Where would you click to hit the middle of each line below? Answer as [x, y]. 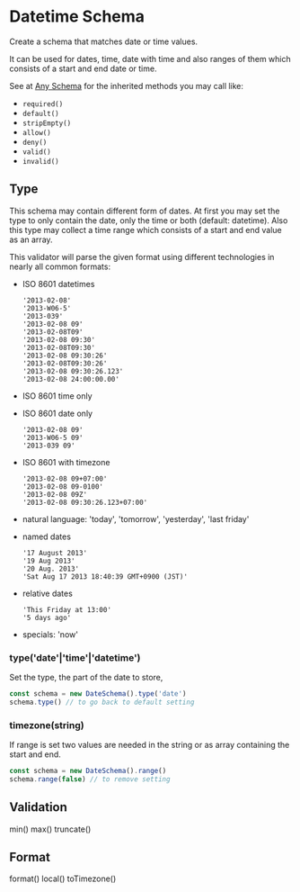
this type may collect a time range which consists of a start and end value [146, 230]
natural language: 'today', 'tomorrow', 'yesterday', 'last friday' [136, 518]
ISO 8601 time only [57, 396]
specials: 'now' [50, 634]
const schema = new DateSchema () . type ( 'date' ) [98, 694]
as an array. [31, 239]
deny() [35, 142]
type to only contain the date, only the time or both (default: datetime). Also [149, 220]
